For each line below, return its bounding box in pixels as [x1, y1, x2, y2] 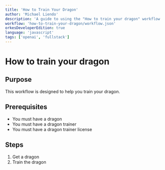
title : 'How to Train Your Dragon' [5, 7, 79, 12]
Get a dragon [12, 154, 40, 160]
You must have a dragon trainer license [12, 126, 92, 132]
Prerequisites [5, 103, 47, 111]
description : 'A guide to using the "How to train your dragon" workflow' [5, 16, 163, 21]
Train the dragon [12, 159, 46, 165]
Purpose [5, 75, 32, 84]
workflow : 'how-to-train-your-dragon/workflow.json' [5, 21, 116, 26]
